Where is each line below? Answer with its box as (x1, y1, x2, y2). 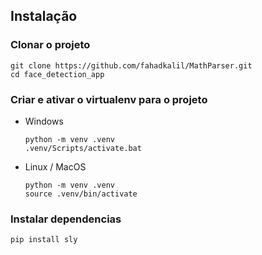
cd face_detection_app (10, 69, 105, 79)
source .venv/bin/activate (24, 189, 138, 199)
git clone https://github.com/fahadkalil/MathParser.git (10, 60, 253, 71)
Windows (24, 115, 64, 127)
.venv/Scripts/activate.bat (24, 143, 142, 153)
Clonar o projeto (10, 38, 91, 52)
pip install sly (10, 235, 78, 245)
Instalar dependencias (10, 212, 122, 226)
